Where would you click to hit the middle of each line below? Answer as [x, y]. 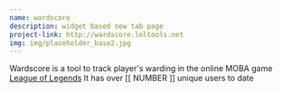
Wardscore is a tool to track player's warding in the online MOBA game [141, 69]
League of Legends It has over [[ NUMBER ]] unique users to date [132, 78]
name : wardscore [40, 18]
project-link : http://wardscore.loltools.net [96, 34]
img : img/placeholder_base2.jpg [70, 43]
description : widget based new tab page [87, 26]
